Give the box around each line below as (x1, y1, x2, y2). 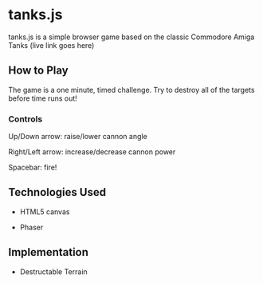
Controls (8, 114, 43, 125)
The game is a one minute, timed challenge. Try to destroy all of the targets (8, 85, 255, 94)
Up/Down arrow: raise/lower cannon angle (8, 132, 147, 141)
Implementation (8, 245, 89, 259)
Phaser (19, 222, 44, 232)
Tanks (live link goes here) (8, 40, 95, 50)
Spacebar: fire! (8, 162, 57, 173)
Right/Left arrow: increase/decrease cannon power (8, 147, 176, 157)
